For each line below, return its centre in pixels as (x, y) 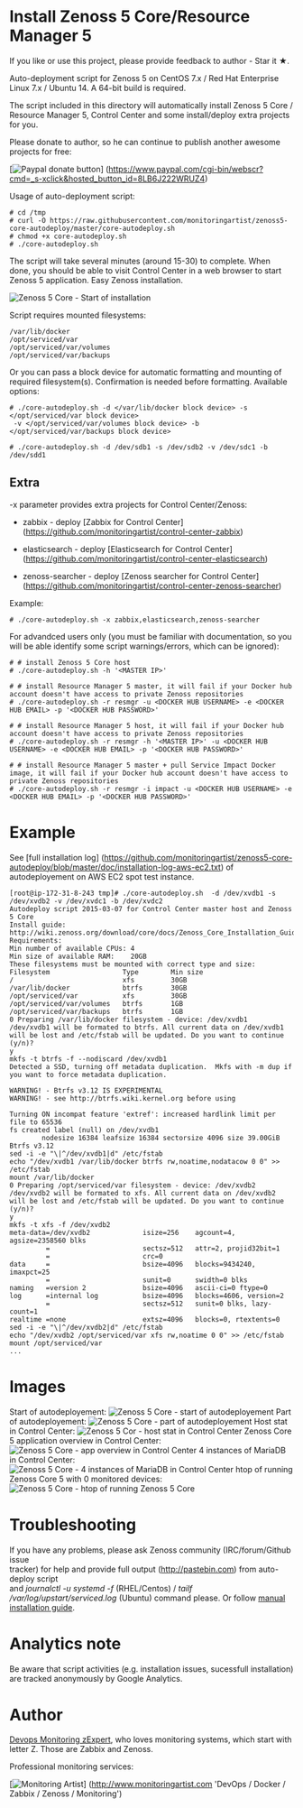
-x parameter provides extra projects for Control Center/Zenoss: (129, 504)
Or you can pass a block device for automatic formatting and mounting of (146, 372)
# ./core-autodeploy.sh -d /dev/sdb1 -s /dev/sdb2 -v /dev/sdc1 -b (139, 447)
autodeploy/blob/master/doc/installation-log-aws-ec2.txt (115, 867)
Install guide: (38, 925)
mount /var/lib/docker (52, 1177)
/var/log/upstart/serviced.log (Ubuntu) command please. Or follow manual (147, 1598)
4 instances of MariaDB (242, 1450)
